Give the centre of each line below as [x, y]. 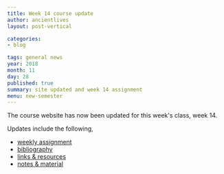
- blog [16, 45]
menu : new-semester [35, 96]
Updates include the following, [51, 129]
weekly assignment [44, 142]
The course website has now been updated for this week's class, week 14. [112, 116]
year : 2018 [23, 64]
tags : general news [35, 58]
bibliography [35, 149]
